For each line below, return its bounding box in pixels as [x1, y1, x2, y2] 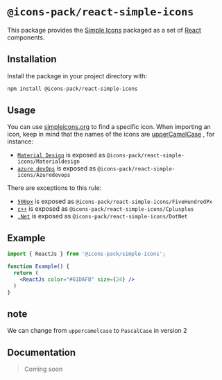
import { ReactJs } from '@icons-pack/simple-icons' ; [7, 250, 166, 258]
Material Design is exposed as [17, 151, 105, 159]
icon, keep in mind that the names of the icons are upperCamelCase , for [7, 130, 215, 139]
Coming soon [24, 365, 63, 373]
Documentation [7, 346, 76, 359]
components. [7, 33, 45, 42]
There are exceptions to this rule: [7, 184, 102, 192]
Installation [7, 53, 57, 65]
